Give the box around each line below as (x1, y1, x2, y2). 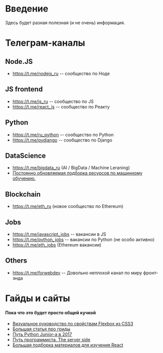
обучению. (12, 175, 36, 181)
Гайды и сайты (5, 293, 70, 304)
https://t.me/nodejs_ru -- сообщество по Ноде (12, 70, 110, 76)
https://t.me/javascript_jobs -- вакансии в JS (12, 231, 106, 237)
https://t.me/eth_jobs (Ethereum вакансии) (12, 242, 101, 248)
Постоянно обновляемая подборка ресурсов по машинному (12, 170, 142, 176)
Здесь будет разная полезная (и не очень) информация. (5, 20, 125, 26)
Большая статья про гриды (12, 326, 71, 332)
